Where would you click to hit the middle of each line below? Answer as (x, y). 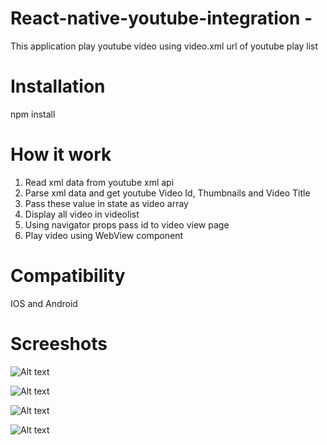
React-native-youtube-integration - (161, 18)
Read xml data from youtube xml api (99, 182)
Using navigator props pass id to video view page (127, 224)
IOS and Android (44, 303)
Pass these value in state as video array (106, 203)
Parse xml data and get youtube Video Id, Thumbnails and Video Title (167, 193)
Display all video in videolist (82, 214)
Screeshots (59, 343)
